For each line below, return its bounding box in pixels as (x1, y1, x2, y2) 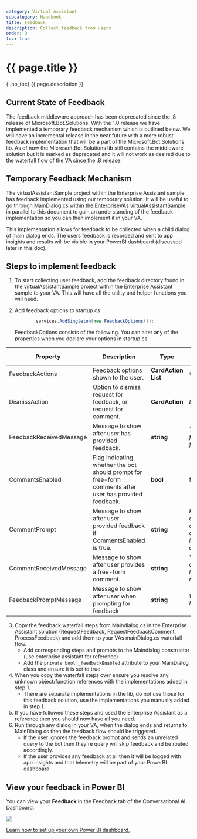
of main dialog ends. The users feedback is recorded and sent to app (6, 232, 173, 239)
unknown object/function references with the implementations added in (14, 678, 188, 685)
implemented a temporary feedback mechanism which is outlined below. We (6, 126, 191, 133)
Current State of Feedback (6, 97, 105, 107)
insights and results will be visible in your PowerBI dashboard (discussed (6, 238, 182, 245)
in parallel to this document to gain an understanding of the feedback (6, 208, 174, 215)
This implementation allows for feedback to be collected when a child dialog (6, 225, 190, 232)
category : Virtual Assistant (6, 8, 77, 15)
